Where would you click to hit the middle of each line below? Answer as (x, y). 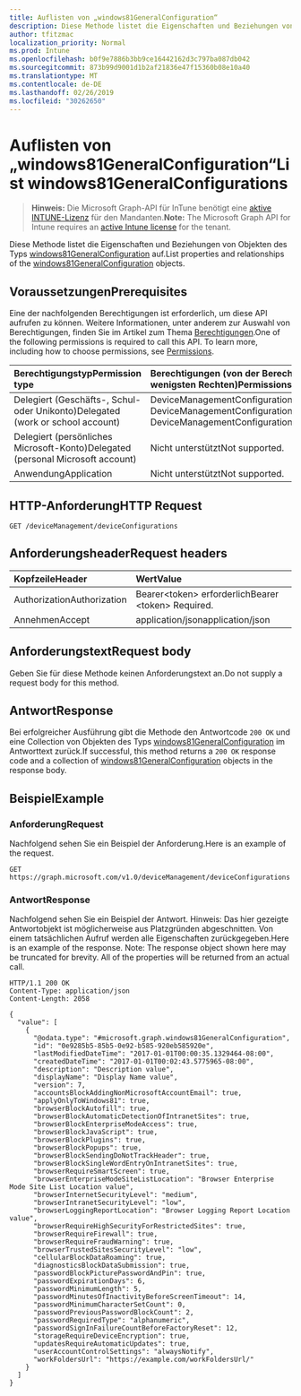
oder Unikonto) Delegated (67, 411)
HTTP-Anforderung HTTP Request (106, 506)
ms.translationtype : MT (54, 76)
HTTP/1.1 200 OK (39, 983)
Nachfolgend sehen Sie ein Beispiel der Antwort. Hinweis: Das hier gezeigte (149, 919)
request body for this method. (64, 683)
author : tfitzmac (42, 34)
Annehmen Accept (52, 619)
